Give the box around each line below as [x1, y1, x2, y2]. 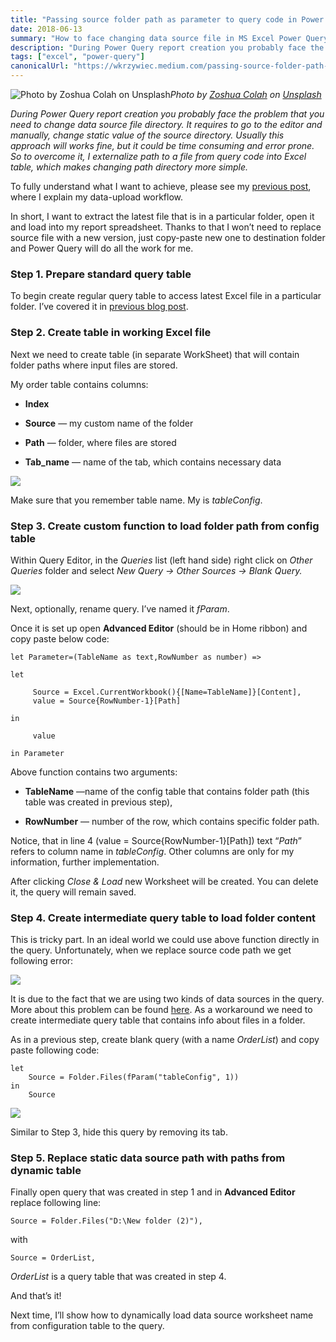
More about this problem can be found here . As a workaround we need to [10, 1004, 313, 1016]
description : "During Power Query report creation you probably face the [10, 42, 325, 53]
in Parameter [10, 748, 65, 758]
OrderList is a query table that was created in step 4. [10, 1271, 227, 1283]
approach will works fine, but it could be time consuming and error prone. [10, 140, 315, 151]
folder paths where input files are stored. [10, 359, 178, 371]
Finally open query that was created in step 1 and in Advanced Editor [10, 1186, 296, 1198]
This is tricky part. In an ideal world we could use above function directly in [10, 934, 320, 946]
